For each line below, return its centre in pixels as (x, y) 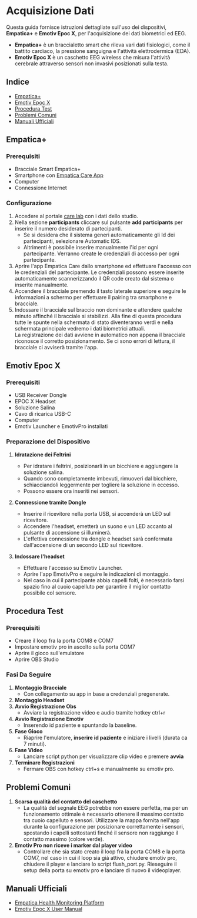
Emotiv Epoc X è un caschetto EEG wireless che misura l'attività (92, 57)
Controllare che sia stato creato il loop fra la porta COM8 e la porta (104, 852)
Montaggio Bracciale (41, 687)
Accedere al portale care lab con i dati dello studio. (76, 216)
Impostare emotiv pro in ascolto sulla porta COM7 (75, 647)
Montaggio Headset (39, 700)
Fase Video (29, 750)
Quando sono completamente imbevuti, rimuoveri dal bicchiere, (100, 478)
